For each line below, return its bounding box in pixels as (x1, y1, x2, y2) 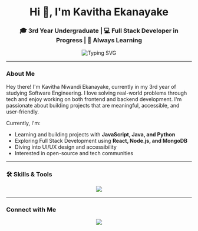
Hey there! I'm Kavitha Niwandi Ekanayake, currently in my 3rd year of (6, 83, 177, 90)
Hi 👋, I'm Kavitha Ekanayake (29, 5, 169, 19)
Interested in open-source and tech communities (14, 149, 134, 156)
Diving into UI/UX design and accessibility (14, 143, 117, 150)
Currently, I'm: (6, 119, 41, 126)
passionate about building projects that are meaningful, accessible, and (6, 102, 180, 109)
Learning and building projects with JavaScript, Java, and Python (14, 130, 176, 138)
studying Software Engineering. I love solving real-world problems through (6, 89, 187, 96)
